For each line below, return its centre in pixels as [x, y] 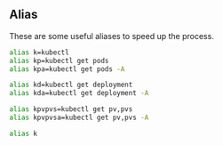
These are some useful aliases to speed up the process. [112, 36]
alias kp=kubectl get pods [59, 60]
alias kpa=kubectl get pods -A [67, 69]
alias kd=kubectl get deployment [71, 85]
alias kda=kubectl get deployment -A [79, 93]
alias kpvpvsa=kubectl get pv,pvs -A [79, 118]
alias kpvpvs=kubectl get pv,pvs [71, 109]
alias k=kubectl [39, 52]
